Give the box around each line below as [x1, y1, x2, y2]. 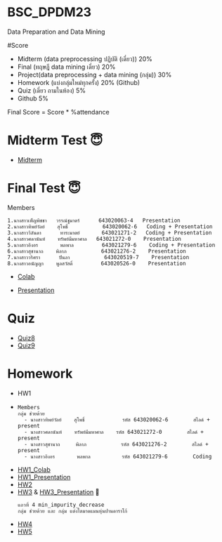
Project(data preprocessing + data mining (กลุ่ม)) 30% [17, 70, 172, 79]
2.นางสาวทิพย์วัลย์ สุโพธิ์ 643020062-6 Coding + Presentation [7, 223, 213, 230]
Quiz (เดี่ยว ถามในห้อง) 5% [17, 86, 86, 95]
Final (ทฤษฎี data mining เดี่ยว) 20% [17, 62, 116, 71]
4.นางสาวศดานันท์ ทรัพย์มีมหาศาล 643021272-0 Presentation [7, 235, 181, 242]
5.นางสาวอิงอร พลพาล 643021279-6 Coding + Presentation [7, 242, 216, 249]
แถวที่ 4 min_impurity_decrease [17, 501, 105, 508]
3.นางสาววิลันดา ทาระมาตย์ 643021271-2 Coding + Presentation [7, 229, 212, 236]
